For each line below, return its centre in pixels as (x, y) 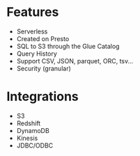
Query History (37, 54)
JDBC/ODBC (35, 145)
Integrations (43, 96)
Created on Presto (43, 38)
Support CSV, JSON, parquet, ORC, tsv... (75, 61)
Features (33, 12)
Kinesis (27, 138)
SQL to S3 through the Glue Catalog (68, 46)
